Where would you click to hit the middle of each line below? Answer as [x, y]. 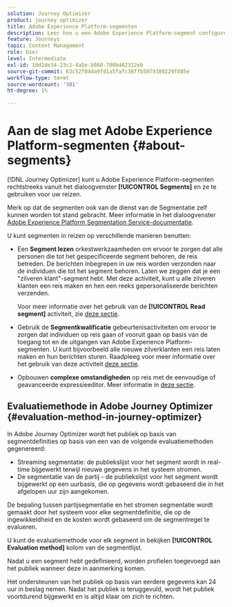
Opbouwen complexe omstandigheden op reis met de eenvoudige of [116, 377]
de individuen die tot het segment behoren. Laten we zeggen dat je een [119, 271]
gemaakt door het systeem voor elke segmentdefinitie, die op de [99, 512]
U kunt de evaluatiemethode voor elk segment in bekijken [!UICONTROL [110, 540]
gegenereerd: [27, 448]
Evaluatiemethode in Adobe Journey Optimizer [110, 406]
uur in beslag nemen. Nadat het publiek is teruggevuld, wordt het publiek [111, 589]
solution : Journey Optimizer [49, 13]
